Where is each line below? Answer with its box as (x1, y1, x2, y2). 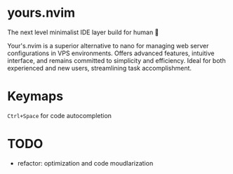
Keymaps (7, 89, 64, 104)
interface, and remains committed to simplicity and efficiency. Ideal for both (7, 56, 226, 64)
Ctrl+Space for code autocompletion (7, 111, 112, 119)
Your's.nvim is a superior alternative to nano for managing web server (7, 41, 209, 50)
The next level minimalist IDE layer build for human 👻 (7, 28, 159, 36)
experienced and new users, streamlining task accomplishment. (7, 64, 192, 72)
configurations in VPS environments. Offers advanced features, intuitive (7, 49, 215, 57)
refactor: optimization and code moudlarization (17, 159, 154, 167)
